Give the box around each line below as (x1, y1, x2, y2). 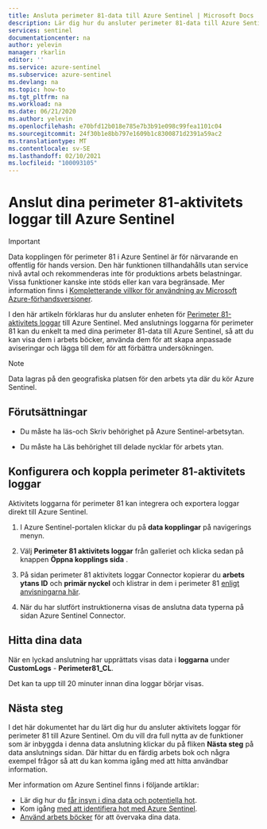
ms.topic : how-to (8, 85, 66, 94)
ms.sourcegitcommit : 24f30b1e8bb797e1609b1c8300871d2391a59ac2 (8, 129, 222, 137)
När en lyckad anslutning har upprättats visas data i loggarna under (8, 654, 230, 664)
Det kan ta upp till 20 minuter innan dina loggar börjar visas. (8, 678, 204, 688)
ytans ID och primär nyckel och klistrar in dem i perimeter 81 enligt (19, 578, 240, 588)
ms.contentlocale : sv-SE (8, 145, 91, 152)
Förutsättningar (8, 406, 87, 419)
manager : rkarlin (8, 48, 66, 56)
